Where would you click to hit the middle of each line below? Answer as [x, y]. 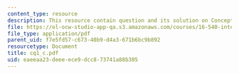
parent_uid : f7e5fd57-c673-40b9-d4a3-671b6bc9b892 [84, 40]
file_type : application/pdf [49, 33]
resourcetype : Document [43, 47]
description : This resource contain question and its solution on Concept [121, 20]
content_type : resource [43, 14]
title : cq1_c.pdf [33, 54]
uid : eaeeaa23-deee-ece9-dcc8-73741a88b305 [73, 60]
